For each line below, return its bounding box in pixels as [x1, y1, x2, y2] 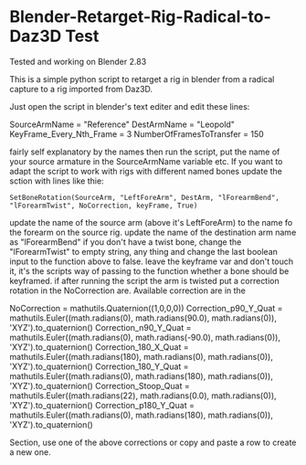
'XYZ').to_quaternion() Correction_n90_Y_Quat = [9, 322, 192, 333]
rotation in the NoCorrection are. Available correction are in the [9, 285, 247, 296]
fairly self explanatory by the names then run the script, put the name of [9, 146, 280, 157]
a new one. [9, 446, 52, 458]
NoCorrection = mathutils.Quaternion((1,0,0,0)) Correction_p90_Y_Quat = [9, 302, 283, 313]
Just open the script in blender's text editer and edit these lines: [9, 100, 250, 111]
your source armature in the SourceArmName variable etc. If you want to [9, 155, 283, 166]
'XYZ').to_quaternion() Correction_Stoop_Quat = [9, 380, 190, 391]
